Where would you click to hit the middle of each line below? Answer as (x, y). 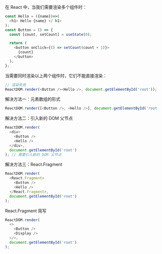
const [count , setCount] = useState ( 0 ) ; (51, 34)
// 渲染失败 (16, 85)
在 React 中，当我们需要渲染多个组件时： (46, 7)
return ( (18, 43)
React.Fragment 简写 (26, 211)
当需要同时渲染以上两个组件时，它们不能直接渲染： (56, 76)
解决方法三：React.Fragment (34, 165)
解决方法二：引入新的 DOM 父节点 (39, 119)
